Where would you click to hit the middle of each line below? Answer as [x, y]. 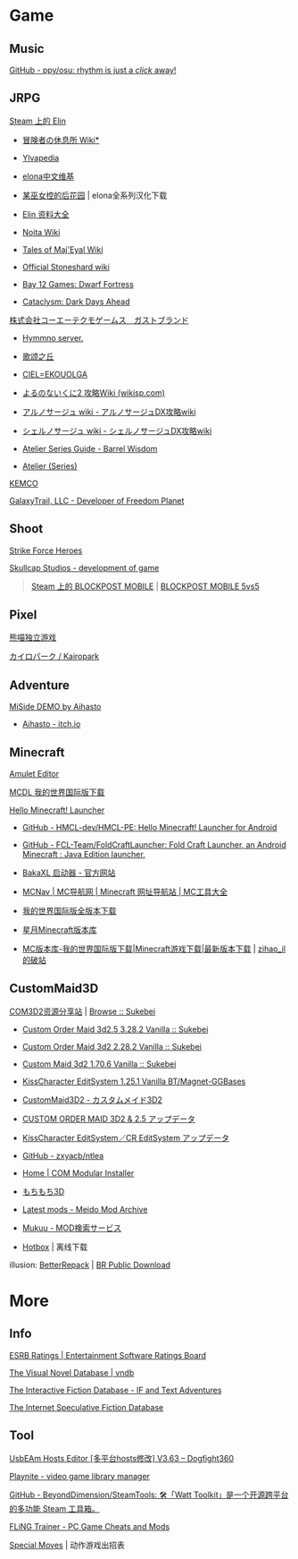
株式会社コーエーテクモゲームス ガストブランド [99, 319]
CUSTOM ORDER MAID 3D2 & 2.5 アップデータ [109, 1119]
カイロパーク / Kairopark [54, 656]
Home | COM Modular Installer [78, 1172]
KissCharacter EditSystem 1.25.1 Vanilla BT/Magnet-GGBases [134, 1081]
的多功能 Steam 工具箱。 [54, 1508]
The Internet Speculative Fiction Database [87, 1407]
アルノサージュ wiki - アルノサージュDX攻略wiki [109, 412]
